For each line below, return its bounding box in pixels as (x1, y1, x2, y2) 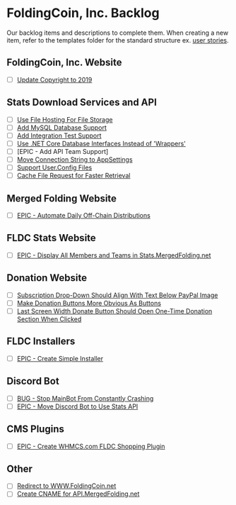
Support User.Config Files (16, 163, 93, 172)
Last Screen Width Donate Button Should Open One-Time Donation (16, 306, 213, 315)
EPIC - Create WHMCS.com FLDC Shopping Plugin (16, 442, 165, 450)
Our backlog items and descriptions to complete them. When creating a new (6, 28, 229, 37)
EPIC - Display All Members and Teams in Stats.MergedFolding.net (16, 250, 211, 260)
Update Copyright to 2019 (16, 75, 93, 84)
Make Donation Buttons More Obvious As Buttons (16, 299, 162, 307)
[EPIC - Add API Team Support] (16, 147, 109, 155)
